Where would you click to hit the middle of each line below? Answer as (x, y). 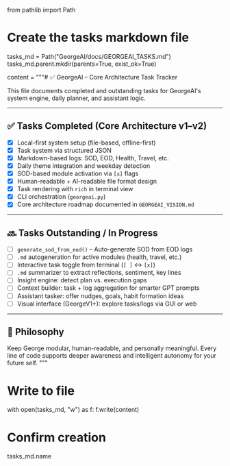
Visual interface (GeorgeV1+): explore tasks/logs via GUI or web (107, 304)
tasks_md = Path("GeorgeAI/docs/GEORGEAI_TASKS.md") (89, 56)
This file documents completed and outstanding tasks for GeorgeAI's (104, 90)
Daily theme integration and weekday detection (84, 165)
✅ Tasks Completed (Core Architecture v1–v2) (107, 126)
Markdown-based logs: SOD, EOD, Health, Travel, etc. (93, 158)
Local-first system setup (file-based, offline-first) (86, 143)
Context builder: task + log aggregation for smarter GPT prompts (108, 288)
